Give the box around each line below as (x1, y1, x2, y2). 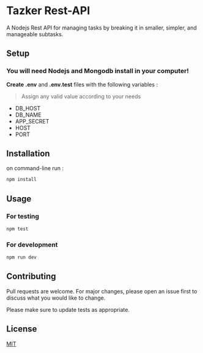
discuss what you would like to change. (6, 294, 106, 301)
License (6, 324, 37, 335)
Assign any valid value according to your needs (21, 93, 141, 100)
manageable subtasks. (6, 30, 64, 37)
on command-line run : (6, 165, 64, 172)
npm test (6, 226, 29, 232)
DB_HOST (15, 104, 41, 112)
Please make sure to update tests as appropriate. (6, 306, 130, 313)
